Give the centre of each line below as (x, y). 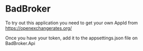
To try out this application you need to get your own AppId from (71, 23)
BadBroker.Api (20, 43)
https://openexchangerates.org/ (39, 28)
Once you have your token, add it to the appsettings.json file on (71, 38)
